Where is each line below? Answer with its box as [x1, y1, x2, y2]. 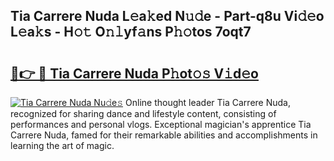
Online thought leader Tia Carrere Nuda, [125, 97, 291, 108]
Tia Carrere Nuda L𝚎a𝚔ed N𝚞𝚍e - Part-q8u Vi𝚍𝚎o [10, 8, 325, 25]
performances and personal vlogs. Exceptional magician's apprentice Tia [10, 119, 312, 130]
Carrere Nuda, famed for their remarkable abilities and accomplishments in [10, 129, 318, 141]
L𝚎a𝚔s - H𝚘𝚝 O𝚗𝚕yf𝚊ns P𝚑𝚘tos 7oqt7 [10, 24, 252, 41]
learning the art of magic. [10, 140, 115, 151]
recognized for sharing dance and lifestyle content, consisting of [10, 108, 277, 119]
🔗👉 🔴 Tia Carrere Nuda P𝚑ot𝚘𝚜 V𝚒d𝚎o [10, 65, 259, 82]
